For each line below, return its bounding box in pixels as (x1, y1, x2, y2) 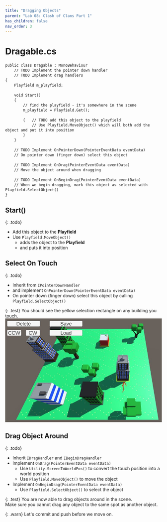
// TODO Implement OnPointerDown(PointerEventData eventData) (14, 147, 146, 153)
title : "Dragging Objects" (5, 8, 61, 13)
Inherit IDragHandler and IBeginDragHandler (12, 455, 102, 461)
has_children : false (5, 18, 48, 23)
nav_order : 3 (5, 24, 32, 29)
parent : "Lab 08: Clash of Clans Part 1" (5, 13, 92, 18)
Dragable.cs (5, 46, 57, 57)
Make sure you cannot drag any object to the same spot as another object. (5, 501, 158, 508)
